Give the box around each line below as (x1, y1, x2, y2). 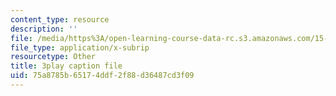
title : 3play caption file (10, 61, 123, 71)
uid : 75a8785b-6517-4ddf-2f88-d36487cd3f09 (10, 71, 195, 81)
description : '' (10, 24, 78, 34)
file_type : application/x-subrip (10, 42, 150, 53)
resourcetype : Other (10, 52, 97, 62)
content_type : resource (10, 14, 110, 25)
